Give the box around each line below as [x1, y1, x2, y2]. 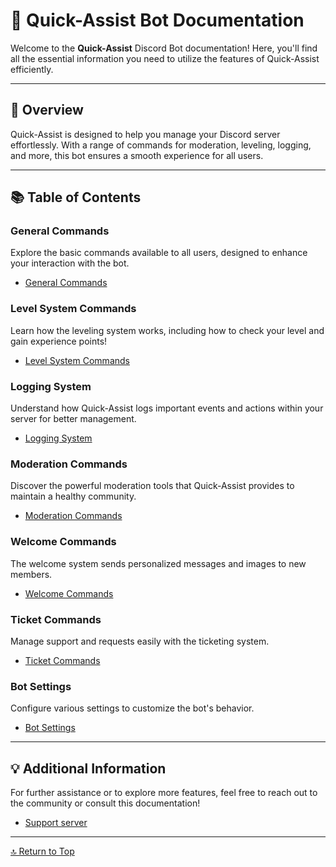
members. [10, 568, 53, 580]
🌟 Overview [10, 102, 84, 119]
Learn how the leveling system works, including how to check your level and [10, 324, 325, 336]
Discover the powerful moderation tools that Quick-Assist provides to [10, 480, 295, 492]
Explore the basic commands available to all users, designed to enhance [10, 247, 308, 259]
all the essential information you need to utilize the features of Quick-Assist [10, 52, 320, 64]
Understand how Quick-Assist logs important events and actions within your [10, 402, 324, 414]
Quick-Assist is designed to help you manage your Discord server [10, 128, 281, 140]
